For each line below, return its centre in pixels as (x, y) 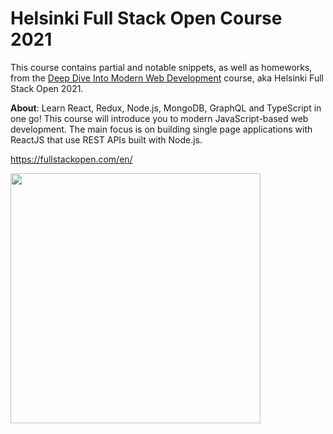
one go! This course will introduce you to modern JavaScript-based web (159, 118)
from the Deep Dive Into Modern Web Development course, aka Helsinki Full (167, 78)
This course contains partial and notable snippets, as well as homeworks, (161, 67)
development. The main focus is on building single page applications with (161, 129)
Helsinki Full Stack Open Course (146, 18)
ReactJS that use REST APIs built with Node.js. (106, 139)
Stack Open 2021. (47, 88)
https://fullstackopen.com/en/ (71, 159)
